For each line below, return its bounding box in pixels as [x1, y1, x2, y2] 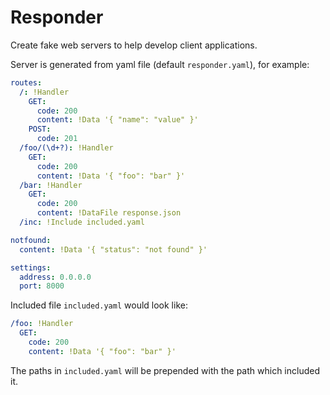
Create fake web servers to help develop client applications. [10, 39, 258, 51]
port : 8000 [19, 281, 65, 291]
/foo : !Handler [10, 319, 74, 329]
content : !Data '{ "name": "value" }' [36, 115, 199, 125]
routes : [10, 77, 43, 88]
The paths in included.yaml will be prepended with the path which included [10, 364, 321, 376]
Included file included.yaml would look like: [10, 299, 188, 311]
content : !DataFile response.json [36, 208, 182, 218]
